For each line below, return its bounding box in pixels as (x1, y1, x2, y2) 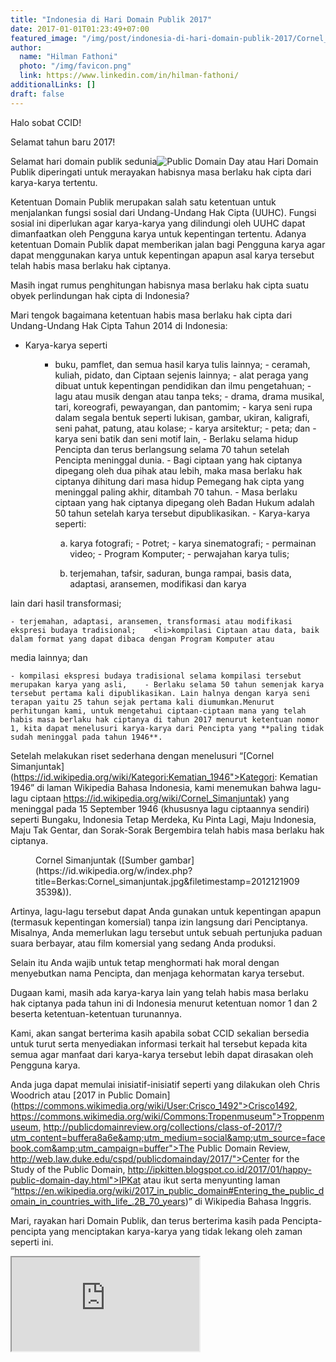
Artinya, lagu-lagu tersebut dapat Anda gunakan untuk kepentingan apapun (10, 905, 322, 917)
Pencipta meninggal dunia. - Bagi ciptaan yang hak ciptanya (54, 454, 303, 466)
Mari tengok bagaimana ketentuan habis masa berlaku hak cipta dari (10, 309, 293, 321)
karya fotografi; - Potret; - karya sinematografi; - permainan (69, 537, 317, 549)
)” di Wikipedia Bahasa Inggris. (184, 1195, 312, 1207)
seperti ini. (10, 1236, 54, 1248)
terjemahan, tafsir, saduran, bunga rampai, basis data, (69, 567, 292, 579)
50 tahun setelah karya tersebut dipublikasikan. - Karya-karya (54, 507, 311, 519)
